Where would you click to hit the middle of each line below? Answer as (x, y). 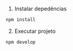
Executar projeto (35, 31)
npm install (21, 20)
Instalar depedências (40, 9)
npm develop (21, 42)
